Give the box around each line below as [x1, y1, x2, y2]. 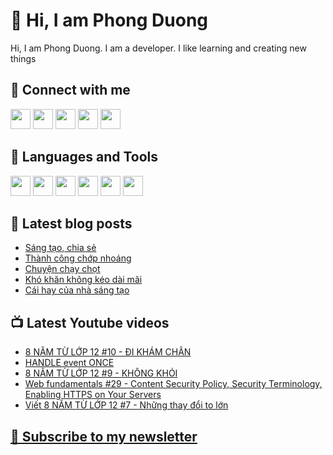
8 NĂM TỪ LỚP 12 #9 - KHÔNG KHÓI [24, 367, 178, 379]
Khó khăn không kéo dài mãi [24, 274, 143, 286]
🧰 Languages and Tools [10, 149, 159, 166]
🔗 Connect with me [10, 82, 131, 99]
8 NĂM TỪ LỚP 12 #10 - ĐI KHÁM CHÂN [24, 346, 192, 358]
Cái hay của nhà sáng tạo [24, 284, 130, 296]
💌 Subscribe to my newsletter [10, 428, 198, 445]
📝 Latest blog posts [10, 215, 133, 232]
